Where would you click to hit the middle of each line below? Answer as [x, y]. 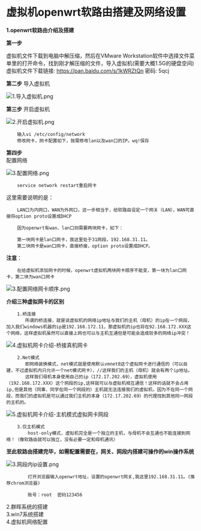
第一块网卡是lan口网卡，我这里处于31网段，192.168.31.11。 [84, 239]
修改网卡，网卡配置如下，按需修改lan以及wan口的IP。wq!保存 [83, 141]
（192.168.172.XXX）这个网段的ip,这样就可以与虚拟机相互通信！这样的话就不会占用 [97, 383]
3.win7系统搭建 [25, 514]
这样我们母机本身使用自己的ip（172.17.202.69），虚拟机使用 [91, 376]
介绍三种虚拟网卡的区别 [35, 301]
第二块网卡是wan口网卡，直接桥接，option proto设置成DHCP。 [85, 246]
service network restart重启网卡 [57, 185]
